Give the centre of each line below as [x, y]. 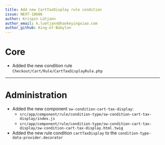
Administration [36, 95]
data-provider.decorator [38, 138]
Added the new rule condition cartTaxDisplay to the [65, 133]
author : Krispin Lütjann [30, 19]
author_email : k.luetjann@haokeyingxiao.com [51, 23]
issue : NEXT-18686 [24, 14]
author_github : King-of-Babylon [38, 28]
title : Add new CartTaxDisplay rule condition [54, 10]
